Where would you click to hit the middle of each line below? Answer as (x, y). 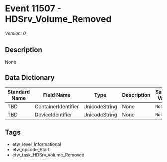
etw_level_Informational (37, 144)
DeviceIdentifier (53, 114)
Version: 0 (16, 33)
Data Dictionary (30, 78)
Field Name (57, 95)
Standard (19, 92)
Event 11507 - (33, 9)
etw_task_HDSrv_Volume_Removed (48, 155)
